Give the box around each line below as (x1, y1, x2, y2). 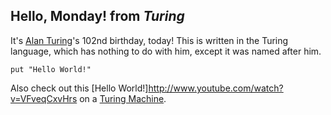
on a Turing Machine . (79, 92, 167, 104)
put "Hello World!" (10, 64, 92, 74)
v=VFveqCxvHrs (10, 92, 78, 104)
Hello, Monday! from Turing (10, 8, 185, 25)
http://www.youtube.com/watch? (148, 82, 284, 94)
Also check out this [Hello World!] (10, 82, 149, 94)
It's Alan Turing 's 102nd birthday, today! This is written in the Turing (10, 34, 289, 46)
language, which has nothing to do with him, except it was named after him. (10, 45, 322, 57)
